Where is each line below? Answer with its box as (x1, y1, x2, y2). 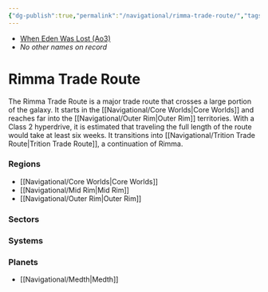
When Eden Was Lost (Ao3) (19, 34, 112, 43)
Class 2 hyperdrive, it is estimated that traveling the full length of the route (8, 121, 253, 132)
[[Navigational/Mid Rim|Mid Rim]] (19, 185, 130, 195)
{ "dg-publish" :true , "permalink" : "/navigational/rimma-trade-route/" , (8, 11, 245, 20)
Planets (8, 256, 38, 267)
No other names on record (19, 41, 108, 52)
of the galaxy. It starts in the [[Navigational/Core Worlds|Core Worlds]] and (8, 105, 254, 114)
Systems (8, 235, 44, 246)
